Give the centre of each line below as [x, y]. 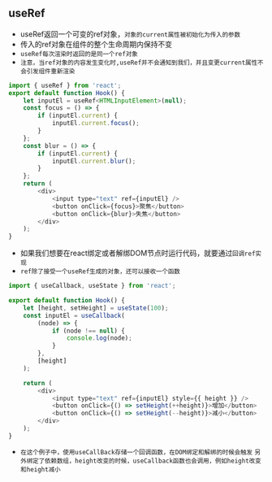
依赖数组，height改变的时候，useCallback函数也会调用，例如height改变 [153, 461]
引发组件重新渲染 [51, 71]
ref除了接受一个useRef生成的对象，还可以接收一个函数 [100, 271]
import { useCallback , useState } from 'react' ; [92, 286]
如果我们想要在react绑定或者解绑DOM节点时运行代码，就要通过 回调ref [138, 253]
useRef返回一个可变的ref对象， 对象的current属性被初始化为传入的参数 [130, 34]
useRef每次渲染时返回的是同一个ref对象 [79, 54]
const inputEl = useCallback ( [74, 315]
